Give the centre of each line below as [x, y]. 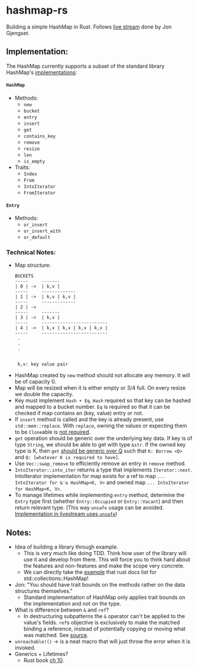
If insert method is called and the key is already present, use [89, 419]
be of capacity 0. [35, 382]
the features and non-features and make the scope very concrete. [104, 566]
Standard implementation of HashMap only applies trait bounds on [104, 597]
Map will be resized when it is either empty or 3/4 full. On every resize [100, 388]
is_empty [34, 161]
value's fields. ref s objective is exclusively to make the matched [102, 623]
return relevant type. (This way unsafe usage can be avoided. [89, 508]
